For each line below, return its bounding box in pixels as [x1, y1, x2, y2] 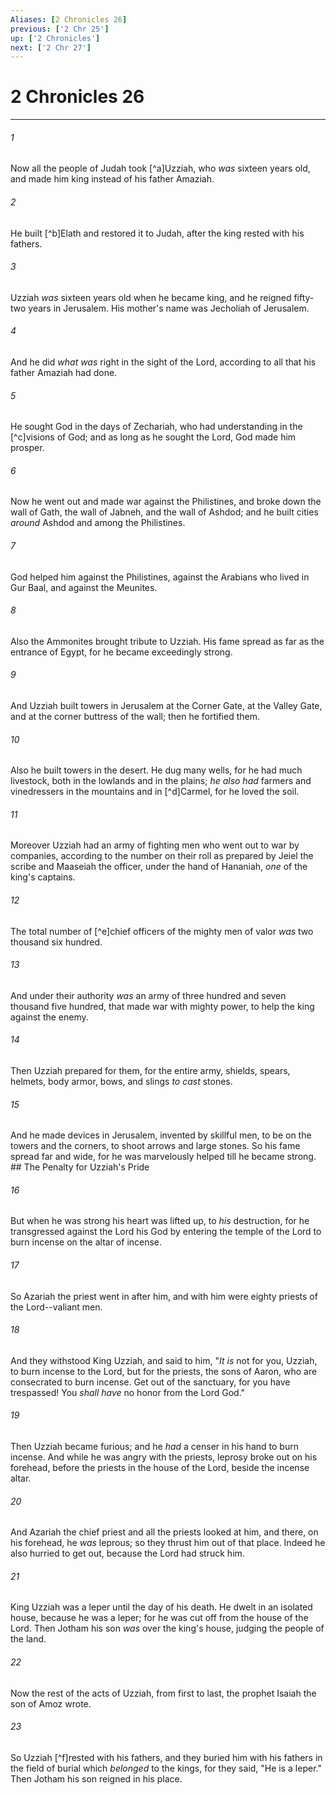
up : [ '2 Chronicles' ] [10, 33, 101, 43]
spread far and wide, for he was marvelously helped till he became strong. [10, 1151, 317, 1163]
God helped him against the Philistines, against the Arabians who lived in [10, 571, 310, 583]
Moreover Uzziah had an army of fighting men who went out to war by [10, 839, 300, 851]
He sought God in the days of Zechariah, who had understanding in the [10, 421, 303, 433]
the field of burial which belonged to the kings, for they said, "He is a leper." [10, 1762, 322, 1774]
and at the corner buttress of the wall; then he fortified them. [10, 711, 260, 723]
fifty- [293, 291, 315, 303]
